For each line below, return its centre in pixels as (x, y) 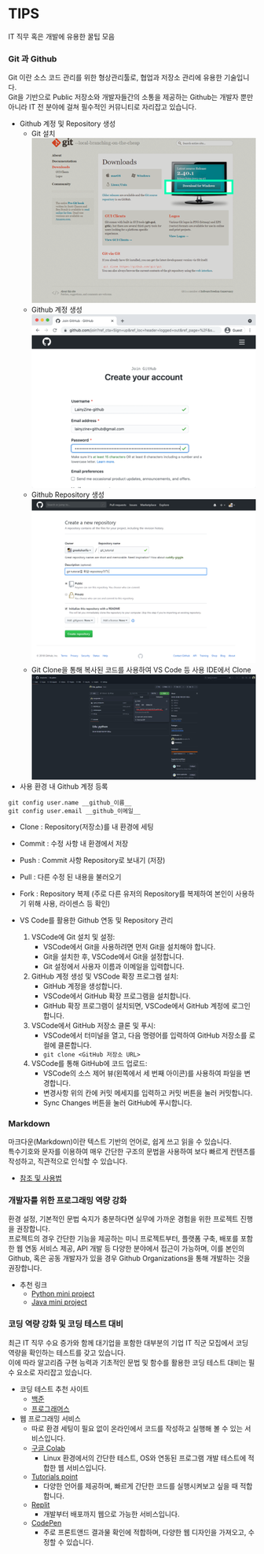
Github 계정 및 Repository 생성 (68, 124)
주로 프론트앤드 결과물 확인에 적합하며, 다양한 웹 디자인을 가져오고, (145, 1532)
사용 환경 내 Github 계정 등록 (64, 786)
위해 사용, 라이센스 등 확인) (69, 903)
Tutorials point (55, 1476)
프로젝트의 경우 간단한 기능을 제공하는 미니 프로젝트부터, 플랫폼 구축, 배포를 (123, 1239)
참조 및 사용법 (40, 1178)
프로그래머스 (50, 1408)
